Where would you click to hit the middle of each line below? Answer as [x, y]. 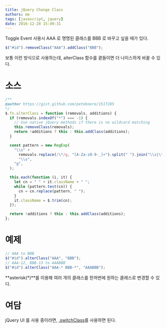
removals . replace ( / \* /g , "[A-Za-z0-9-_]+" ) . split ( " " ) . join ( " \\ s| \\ [91, 154]
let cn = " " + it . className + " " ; [52, 182]
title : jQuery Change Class [34, 10]
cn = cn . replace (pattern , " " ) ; [52, 191]
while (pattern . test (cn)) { [43, 187]
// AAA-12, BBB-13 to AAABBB [35, 263]
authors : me [17, 14]
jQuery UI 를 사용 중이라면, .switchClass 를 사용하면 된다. [61, 320]
